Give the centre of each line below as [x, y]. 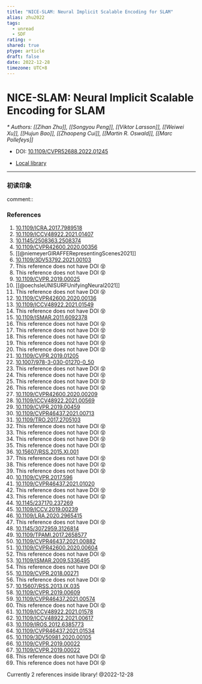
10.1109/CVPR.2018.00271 [47, 573]
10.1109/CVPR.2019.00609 [48, 592]
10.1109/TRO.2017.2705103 [48, 420]
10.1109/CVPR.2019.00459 [48, 406]
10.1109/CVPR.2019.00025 [48, 279]
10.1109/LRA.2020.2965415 [49, 515]
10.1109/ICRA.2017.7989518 [49, 228]
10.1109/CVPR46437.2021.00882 [56, 541]
